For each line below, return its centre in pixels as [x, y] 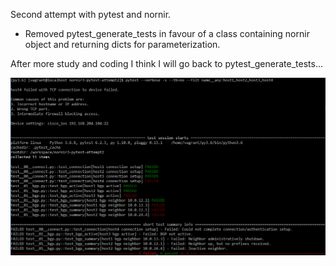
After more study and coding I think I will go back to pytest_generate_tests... [167, 63]
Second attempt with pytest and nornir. [91, 14]
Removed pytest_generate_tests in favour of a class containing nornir [167, 33]
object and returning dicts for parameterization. [122, 44]
